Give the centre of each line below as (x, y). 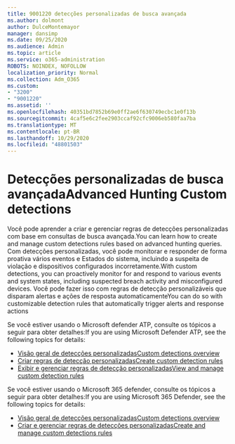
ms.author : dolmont (36, 20)
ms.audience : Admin (36, 46)
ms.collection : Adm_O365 (43, 79)
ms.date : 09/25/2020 (38, 40)
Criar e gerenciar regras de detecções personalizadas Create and (111, 426)
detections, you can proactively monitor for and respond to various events (114, 274)
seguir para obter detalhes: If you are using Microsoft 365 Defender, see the (116, 397)
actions (18, 311)
